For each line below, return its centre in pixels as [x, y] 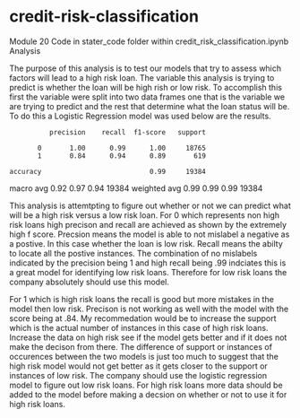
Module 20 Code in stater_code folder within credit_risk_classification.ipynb [149, 41]
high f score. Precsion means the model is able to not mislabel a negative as [150, 234]
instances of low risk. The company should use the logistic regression [138, 375]
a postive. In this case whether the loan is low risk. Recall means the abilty [146, 243]
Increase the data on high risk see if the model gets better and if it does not [148, 337]
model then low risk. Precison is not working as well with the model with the [149, 309]
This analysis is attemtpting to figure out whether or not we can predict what [150, 205]
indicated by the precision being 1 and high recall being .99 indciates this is [148, 263]
